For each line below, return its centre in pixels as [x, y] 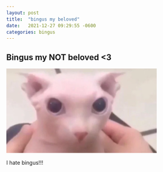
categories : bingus [31, 32]
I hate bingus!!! [25, 163]
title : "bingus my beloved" [43, 19]
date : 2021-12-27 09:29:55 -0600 [51, 25]
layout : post [23, 13]
